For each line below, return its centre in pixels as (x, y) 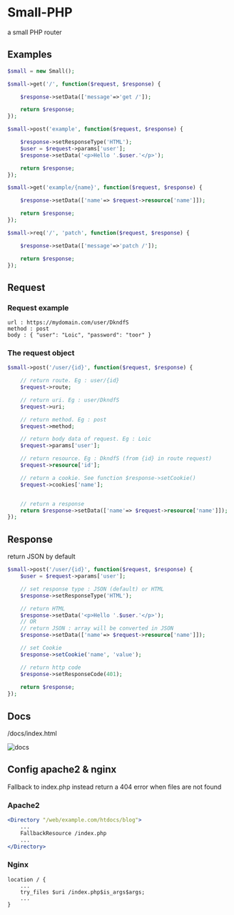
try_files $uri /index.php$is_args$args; (82, 892)
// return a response (52, 503)
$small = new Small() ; (41, 71)
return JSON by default (42, 556)
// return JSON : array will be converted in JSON (97, 628)
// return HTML (43, 608)
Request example (38, 307)
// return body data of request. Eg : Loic (86, 439)
